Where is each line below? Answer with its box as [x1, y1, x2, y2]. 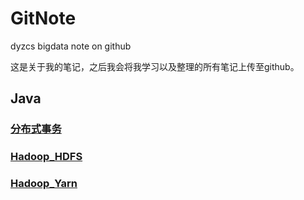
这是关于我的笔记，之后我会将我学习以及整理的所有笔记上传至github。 [10, 60, 300, 72]
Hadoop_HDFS [10, 150, 83, 164]
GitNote [10, 7, 77, 30]
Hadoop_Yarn [10, 177, 78, 191]
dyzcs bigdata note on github [10, 40, 132, 52]
